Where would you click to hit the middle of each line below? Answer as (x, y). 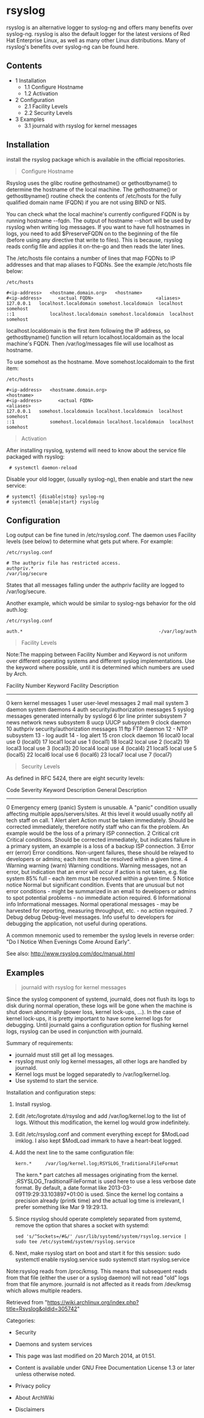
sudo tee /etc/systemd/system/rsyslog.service (75, 1242)
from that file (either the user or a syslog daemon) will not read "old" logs (98, 1278)
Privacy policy (33, 1386)
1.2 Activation (41, 93)
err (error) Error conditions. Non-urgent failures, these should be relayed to (100, 853)
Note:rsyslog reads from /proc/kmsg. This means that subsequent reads (97, 1271)
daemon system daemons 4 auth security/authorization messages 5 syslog (100, 710)
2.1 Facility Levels (46, 106)
